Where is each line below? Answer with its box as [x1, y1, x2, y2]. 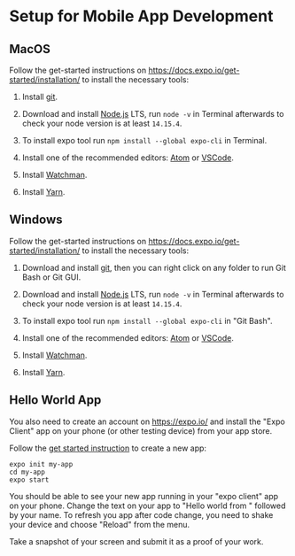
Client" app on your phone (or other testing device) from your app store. [9, 425, 273, 436]
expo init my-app [9, 459, 74, 468]
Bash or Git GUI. [21, 272, 82, 282]
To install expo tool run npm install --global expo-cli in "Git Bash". [21, 315, 273, 326]
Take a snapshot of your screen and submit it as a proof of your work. [9, 536, 264, 546]
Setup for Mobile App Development [9, 6, 274, 27]
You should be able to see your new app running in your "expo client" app [9, 490, 279, 501]
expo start [9, 475, 50, 484]
